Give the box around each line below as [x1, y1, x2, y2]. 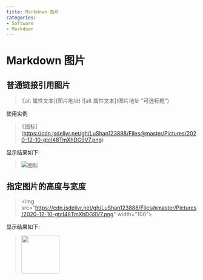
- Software [6, 20, 34, 26]
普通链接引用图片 [6, 80, 70, 90]
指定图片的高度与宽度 [6, 181, 86, 191]
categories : [6, 15, 36, 21]
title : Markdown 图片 [6, 9, 59, 15]
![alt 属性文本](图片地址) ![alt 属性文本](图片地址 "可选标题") [21, 97, 170, 104]
